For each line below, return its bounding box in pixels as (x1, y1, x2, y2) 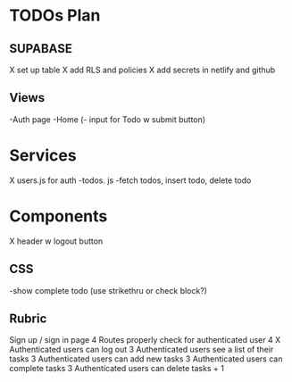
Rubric (9, 311, 47, 326)
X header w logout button (9, 236, 104, 246)
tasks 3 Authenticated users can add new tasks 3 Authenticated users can (9, 353, 283, 364)
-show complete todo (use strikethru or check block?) (9, 285, 208, 295)
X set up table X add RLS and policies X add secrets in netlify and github (9, 64, 276, 75)
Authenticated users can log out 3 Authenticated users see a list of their (9, 345, 274, 355)
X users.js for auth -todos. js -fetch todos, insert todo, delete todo (9, 175, 252, 186)
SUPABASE (9, 41, 73, 56)
